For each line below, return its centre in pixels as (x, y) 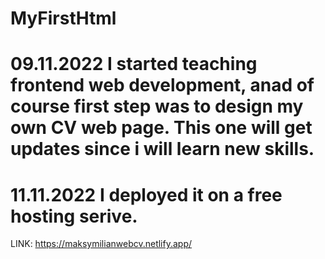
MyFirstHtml (63, 18)
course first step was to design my (157, 106)
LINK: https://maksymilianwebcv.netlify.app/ (101, 244)
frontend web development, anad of (162, 85)
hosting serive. (74, 216)
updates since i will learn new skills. (162, 149)
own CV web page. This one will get (161, 128)
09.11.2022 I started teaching (134, 64)
